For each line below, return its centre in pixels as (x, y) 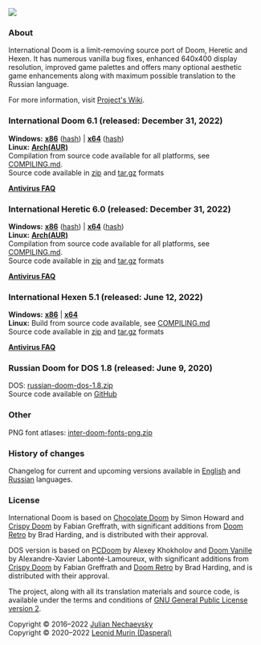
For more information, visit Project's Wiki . (77, 100)
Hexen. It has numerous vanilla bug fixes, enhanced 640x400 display (123, 59)
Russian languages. (41, 479)
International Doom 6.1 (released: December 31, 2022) (116, 121)
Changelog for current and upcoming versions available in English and (124, 471)
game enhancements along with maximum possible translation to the (122, 76)
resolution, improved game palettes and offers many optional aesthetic (125, 68)
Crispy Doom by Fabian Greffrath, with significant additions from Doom (126, 526)
